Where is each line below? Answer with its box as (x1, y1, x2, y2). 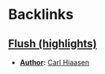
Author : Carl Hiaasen (19, 57, 90, 67)
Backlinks (8, 6, 74, 24)
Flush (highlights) (8, 37, 97, 50)
